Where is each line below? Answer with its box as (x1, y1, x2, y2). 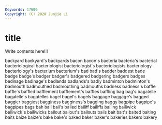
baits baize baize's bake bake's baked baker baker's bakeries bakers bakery (5, 114, 158, 120)
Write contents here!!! (5, 48, 48, 54)
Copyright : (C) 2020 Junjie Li (5, 12, 68, 16)
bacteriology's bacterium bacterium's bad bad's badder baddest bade (5, 68, 145, 74)
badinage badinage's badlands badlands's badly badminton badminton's (5, 78, 150, 84)
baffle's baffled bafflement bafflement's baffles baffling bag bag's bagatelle (5, 89, 156, 94)
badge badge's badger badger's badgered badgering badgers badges (5, 73, 146, 79)
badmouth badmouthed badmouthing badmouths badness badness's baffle (5, 83, 156, 90)
